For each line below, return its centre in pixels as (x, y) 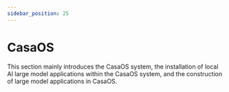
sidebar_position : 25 (38, 13)
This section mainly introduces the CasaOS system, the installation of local (113, 67)
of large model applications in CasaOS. (62, 81)
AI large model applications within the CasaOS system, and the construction (115, 73)
